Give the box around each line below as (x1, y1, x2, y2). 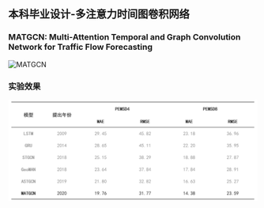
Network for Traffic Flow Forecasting (8, 42, 153, 53)
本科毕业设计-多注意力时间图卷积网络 (8, 7, 190, 21)
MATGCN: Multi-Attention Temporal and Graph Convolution (8, 32, 241, 43)
